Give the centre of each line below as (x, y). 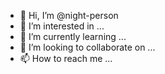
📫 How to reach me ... (66, 58)
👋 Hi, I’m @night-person (69, 15)
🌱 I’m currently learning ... (73, 36)
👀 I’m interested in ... (62, 26)
